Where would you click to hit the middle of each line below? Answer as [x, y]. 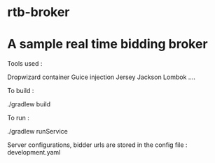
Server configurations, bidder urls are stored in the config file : [97, 145]
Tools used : [25, 64]
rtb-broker [39, 12]
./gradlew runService [37, 132]
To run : [19, 118]
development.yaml [34, 153]
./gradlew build [29, 104]
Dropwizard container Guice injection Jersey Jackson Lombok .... [102, 77]
